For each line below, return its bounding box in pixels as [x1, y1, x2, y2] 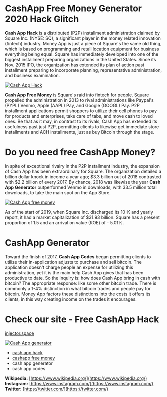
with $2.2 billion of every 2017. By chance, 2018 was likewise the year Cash [5, 179, 161, 185]
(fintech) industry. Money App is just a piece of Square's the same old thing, [5, 40, 162, 46]
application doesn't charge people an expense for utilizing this [5, 264, 133, 270]
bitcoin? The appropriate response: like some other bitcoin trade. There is [5, 280, 156, 286]
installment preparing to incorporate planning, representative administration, [5, 67, 162, 73]
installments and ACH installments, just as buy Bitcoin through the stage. [5, 129, 155, 135]
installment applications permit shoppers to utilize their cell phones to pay [5, 108, 157, 114]
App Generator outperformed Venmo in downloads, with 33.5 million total [5, 184, 157, 190]
